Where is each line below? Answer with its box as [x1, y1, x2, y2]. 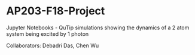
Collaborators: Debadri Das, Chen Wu [6, 42, 99, 49]
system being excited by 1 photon [6, 30, 89, 37]
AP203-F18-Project [6, 4, 105, 18]
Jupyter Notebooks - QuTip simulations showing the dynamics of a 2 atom [6, 24, 190, 31]
